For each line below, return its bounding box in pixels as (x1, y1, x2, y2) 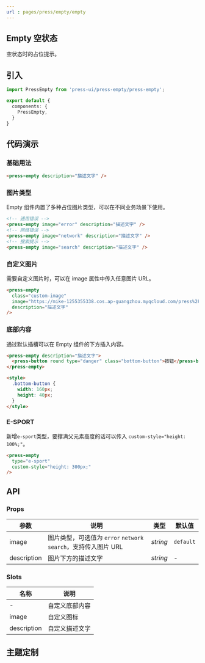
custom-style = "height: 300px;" (12, 464, 92, 470)
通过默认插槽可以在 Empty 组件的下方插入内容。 (6, 340, 127, 348)
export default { (6, 98, 51, 104)
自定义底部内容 (48, 601, 91, 610)
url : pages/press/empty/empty (6, 9, 86, 15)
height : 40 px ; (17, 392, 53, 398)
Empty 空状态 (6, 33, 58, 43)
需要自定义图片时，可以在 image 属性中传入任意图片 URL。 (6, 274, 154, 282)
